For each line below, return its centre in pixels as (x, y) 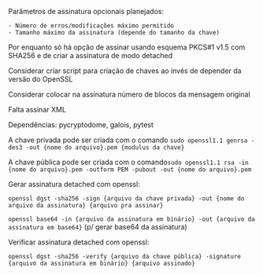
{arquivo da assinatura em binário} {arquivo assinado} (102, 263)
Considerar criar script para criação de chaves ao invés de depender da (125, 71)
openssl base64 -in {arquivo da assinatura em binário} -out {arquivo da (132, 219)
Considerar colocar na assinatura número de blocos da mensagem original (129, 94)
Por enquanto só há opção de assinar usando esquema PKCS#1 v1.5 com (127, 47)
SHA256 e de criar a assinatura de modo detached (91, 55)
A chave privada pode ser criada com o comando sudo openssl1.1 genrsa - (131, 140)
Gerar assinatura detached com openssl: (74, 184)
